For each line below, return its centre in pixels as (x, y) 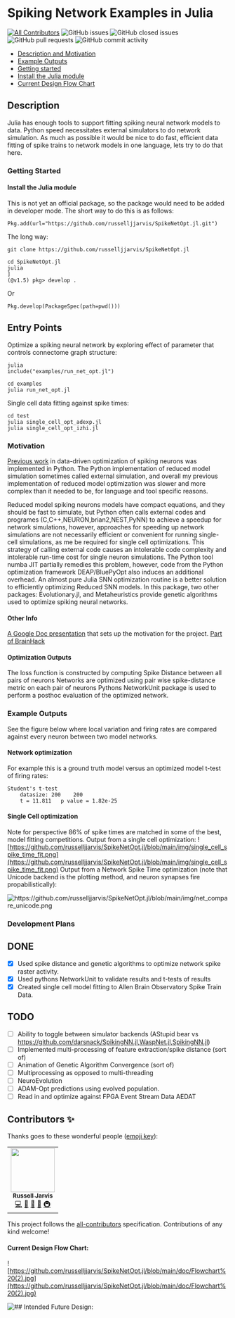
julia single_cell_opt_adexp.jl (54, 422)
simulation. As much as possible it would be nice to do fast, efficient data (113, 137)
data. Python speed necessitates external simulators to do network (104, 130)
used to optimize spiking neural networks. (68, 602)
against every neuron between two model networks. (82, 736)
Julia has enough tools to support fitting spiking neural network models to (114, 123)
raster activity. (38, 971)
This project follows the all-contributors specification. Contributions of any (115, 1224)
